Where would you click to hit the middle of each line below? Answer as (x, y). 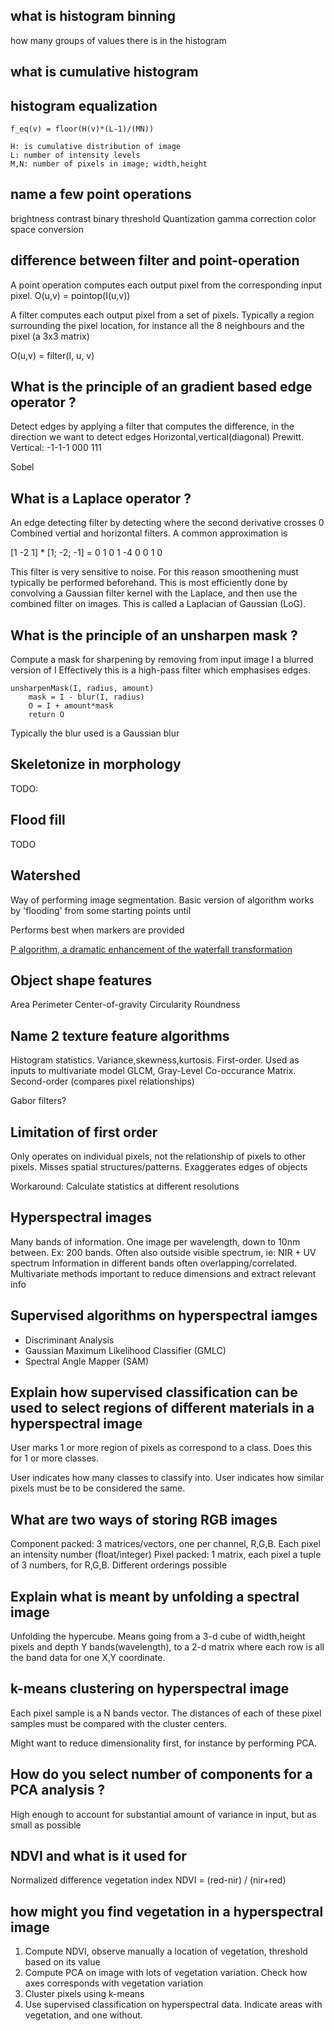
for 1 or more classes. (55, 1458)
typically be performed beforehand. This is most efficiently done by (149, 583)
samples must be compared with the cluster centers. (119, 1723)
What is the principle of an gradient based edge (161, 387)
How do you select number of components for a (161, 1774)
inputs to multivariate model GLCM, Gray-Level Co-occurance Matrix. (153, 1071)
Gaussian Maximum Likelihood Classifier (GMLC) (125, 1350)
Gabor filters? (38, 1101)
